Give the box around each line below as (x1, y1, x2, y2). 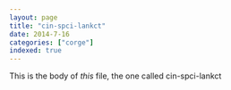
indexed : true (9, 46, 63, 55)
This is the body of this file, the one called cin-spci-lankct (9, 70, 222, 81)
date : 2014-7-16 (9, 29, 70, 38)
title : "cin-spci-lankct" (9, 21, 106, 30)
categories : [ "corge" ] (9, 37, 94, 47)
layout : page (9, 12, 58, 22)
